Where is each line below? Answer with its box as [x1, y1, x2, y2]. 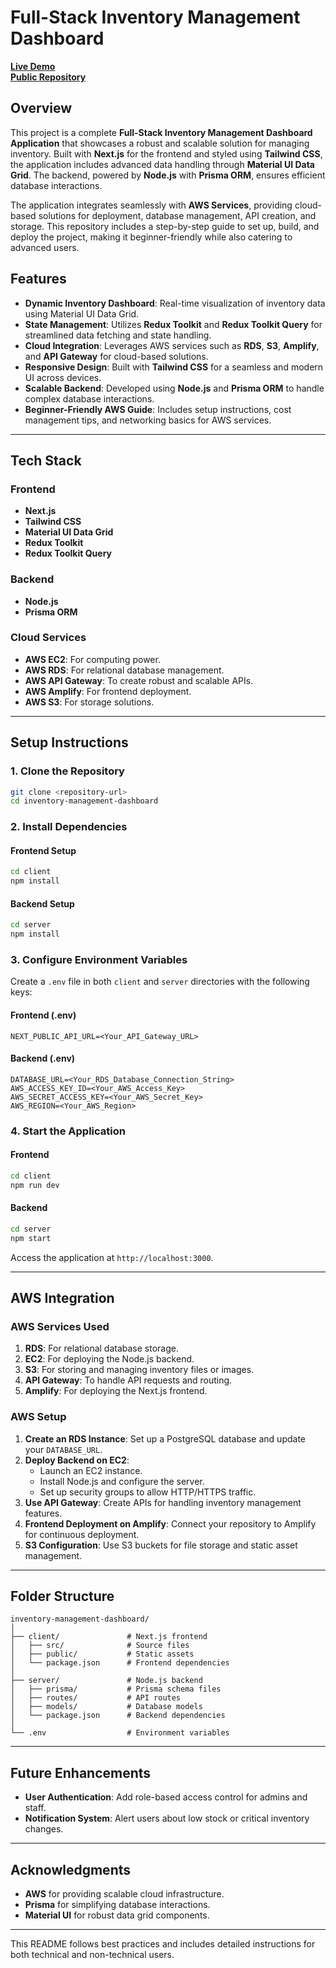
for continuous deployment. [24, 1528, 140, 1540]
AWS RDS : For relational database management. [24, 664, 225, 676]
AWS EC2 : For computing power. [24, 653, 161, 665]
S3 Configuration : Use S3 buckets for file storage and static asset [24, 1539, 298, 1551]
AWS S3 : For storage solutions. [24, 696, 155, 708]
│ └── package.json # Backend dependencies [10, 1711, 226, 1721]
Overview [10, 100, 73, 117]
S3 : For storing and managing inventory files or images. [24, 1364, 255, 1376]
